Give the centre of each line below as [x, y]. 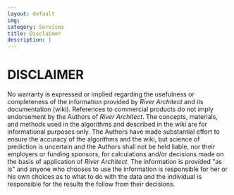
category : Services [36, 27]
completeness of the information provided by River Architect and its [105, 102]
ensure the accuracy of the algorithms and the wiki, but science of [104, 139]
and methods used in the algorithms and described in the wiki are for [107, 125]
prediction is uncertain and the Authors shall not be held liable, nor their [111, 147]
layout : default [31, 14]
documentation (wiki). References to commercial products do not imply [110, 109]
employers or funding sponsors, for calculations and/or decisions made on [116, 154]
